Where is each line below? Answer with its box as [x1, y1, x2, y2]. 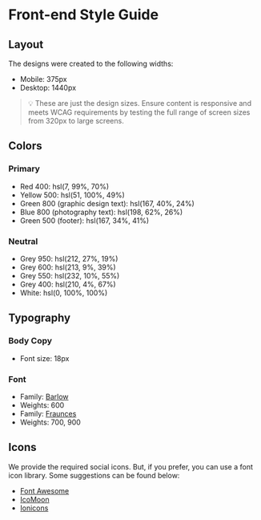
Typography [8, 311, 70, 325]
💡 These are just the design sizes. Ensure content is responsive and [27, 99, 252, 108]
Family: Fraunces [19, 408, 77, 418]
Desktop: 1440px [19, 83, 77, 92]
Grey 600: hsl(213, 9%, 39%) [19, 262, 116, 272]
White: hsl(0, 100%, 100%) [19, 287, 108, 298]
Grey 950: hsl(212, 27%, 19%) [19, 254, 118, 263]
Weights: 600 [19, 400, 65, 410]
